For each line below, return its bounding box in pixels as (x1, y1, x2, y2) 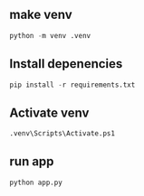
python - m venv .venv (9, 31, 91, 40)
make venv (9, 7, 72, 23)
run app (9, 154, 54, 170)
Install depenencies (9, 56, 123, 71)
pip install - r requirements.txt (9, 80, 136, 89)
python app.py (9, 178, 63, 187)
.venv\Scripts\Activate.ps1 (9, 129, 116, 138)
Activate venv (9, 105, 90, 120)
